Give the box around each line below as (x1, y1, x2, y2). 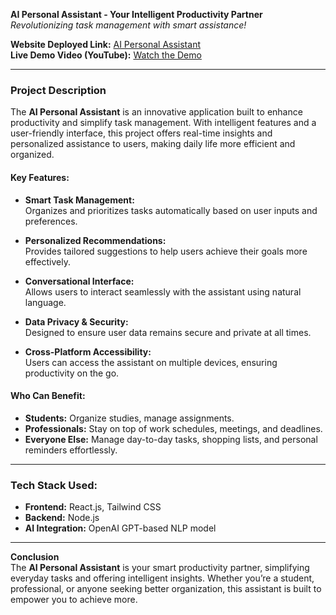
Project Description (10, 83, 107, 97)
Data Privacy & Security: (24, 315, 129, 328)
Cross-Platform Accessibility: (24, 345, 152, 358)
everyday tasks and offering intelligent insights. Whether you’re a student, (10, 572, 315, 584)
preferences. (24, 215, 78, 227)
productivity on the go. (24, 367, 120, 379)
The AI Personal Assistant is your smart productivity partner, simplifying (10, 562, 310, 573)
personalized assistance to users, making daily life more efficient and (10, 138, 296, 150)
